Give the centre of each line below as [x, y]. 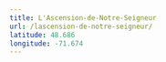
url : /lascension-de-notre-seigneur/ [81, 26]
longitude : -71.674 [47, 43]
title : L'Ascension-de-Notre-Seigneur [83, 18]
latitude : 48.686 [42, 35]
